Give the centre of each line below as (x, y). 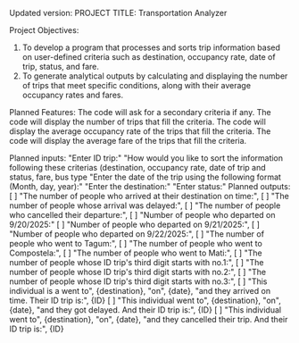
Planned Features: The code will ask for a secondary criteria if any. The (140, 112)
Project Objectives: (44, 30)
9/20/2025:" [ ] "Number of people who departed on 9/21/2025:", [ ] (135, 224)
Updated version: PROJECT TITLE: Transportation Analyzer (118, 13)
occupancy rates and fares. (72, 95)
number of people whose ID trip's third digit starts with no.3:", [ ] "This (138, 281)
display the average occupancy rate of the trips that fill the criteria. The (140, 131)
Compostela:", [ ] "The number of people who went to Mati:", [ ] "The (136, 253)
